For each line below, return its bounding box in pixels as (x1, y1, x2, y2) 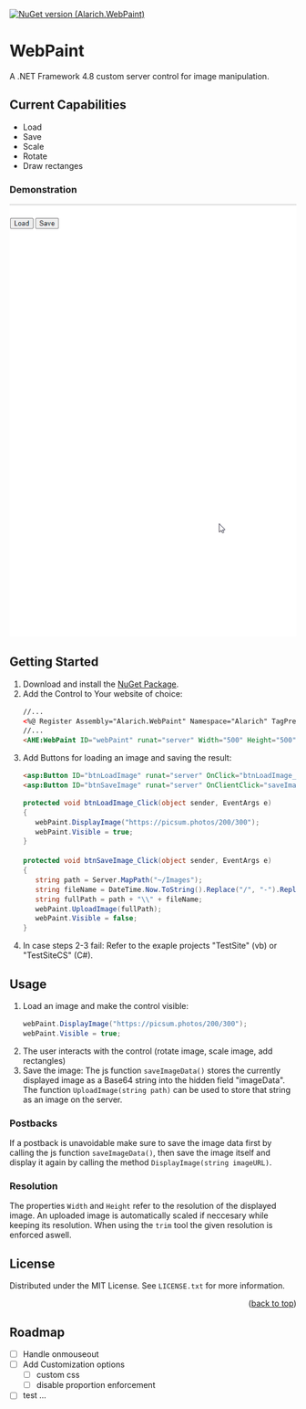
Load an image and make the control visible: (22, 1001, 189, 1012)
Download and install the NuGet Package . (22, 678, 179, 689)
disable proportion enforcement (36, 1380, 156, 1391)
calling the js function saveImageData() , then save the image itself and (9, 1147, 271, 1159)
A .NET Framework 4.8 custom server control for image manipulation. (9, 70, 270, 81)
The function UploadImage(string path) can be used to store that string (22, 1084, 291, 1095)
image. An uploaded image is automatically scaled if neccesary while (9, 1210, 269, 1221)
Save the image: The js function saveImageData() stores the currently (22, 1065, 280, 1076)
